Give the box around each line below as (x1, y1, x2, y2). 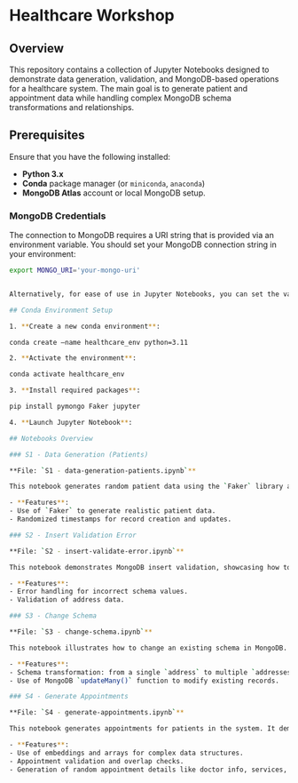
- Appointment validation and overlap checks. (9, 756, 184, 765)
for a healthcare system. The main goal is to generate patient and (9, 84, 248, 93)
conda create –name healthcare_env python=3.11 (9, 338, 189, 347)
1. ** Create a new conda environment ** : (9, 322, 161, 331)
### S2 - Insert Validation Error (9, 531, 137, 539)
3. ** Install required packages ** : (9, 386, 141, 395)
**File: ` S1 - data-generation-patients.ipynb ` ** (9, 466, 197, 475)
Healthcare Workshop (9, 5, 175, 26)
